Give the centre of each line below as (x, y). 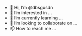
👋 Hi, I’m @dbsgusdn (31, 8)
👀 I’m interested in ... (31, 13)
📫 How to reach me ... (33, 28)
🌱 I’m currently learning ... (36, 18)
